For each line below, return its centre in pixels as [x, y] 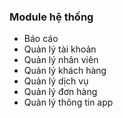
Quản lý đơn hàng [60, 92]
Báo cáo [41, 39]
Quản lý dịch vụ [56, 81]
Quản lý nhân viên [61, 60]
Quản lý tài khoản [60, 49]
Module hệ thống [51, 17]
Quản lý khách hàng [65, 71]
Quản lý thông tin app [68, 102]
